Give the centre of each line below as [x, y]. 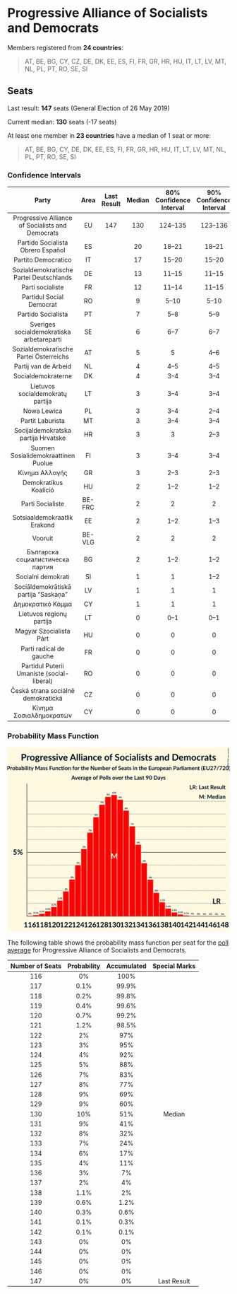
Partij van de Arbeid [43, 366]
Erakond [43, 525]
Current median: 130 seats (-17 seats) [62, 122]
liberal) [43, 681]
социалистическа [43, 559]
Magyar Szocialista [43, 631]
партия [43, 567]
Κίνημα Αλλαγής [43, 472]
